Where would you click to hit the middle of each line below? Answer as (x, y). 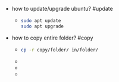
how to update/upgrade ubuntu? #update (62, 9)
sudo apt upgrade (42, 26)
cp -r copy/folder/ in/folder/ (59, 50)
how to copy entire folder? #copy (52, 38)
